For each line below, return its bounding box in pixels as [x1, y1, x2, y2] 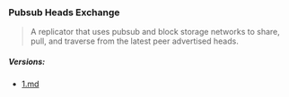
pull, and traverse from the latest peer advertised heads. [30, 36, 239, 46]
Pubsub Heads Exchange [8, 6, 120, 19]
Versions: [8, 56, 46, 67]
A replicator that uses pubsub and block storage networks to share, [30, 27, 280, 37]
